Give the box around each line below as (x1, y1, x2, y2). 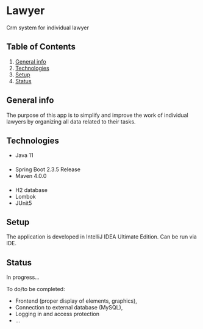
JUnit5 (15, 199, 32, 207)
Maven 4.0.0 (15, 172, 47, 179)
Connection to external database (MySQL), (15, 304, 123, 311)
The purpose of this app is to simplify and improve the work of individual (6, 111, 189, 119)
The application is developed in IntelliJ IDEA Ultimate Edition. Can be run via (6, 233, 197, 240)
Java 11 (15, 152, 34, 159)
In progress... (6, 273, 40, 281)
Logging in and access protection (15, 310, 99, 318)
